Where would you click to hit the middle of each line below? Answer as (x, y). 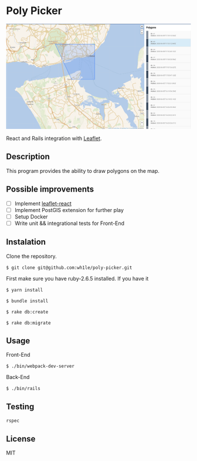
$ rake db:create (27, 312)
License (21, 438)
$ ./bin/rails (23, 389)
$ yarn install (25, 290)
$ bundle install (27, 301)
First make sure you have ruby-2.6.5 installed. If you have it (77, 278)
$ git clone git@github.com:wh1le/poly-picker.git (69, 268)
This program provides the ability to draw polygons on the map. (83, 170)
